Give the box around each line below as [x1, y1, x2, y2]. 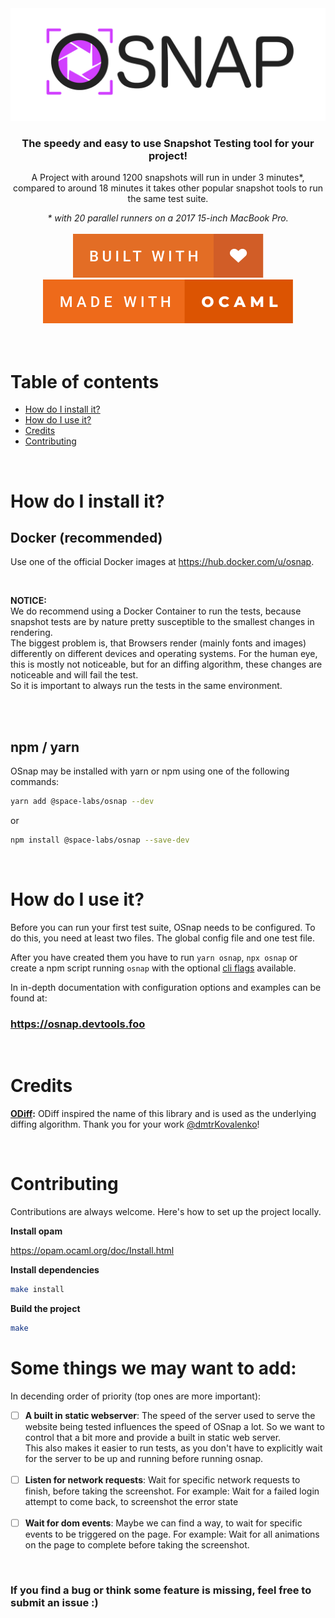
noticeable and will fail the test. [10, 669, 139, 681]
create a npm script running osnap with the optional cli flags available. [10, 962, 297, 974]
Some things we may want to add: [10, 1357, 297, 1379]
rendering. [10, 627, 53, 639]
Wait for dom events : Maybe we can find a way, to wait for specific [24, 1517, 303, 1529]
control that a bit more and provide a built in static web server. [24, 1431, 282, 1443]
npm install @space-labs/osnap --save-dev [10, 835, 190, 846]
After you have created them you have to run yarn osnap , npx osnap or [10, 951, 298, 963]
